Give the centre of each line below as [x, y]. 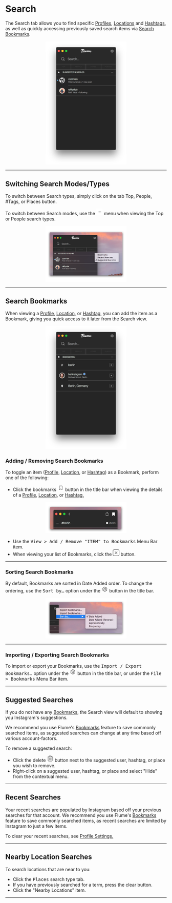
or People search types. [30, 219]
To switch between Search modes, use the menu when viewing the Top [84, 213]
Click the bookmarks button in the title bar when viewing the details [88, 489]
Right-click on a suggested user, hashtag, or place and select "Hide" [85, 771]
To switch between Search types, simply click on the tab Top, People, [79, 196]
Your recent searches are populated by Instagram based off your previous [83, 810]
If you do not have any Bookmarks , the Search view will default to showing [84, 712]
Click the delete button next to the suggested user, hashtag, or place [89, 760]
